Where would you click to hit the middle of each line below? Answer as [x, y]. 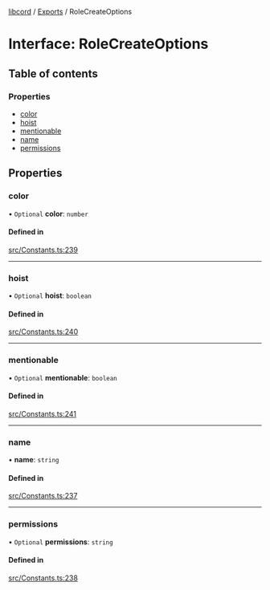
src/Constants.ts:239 [43, 250]
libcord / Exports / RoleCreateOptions [70, 12]
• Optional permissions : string [61, 542]
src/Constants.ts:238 [43, 578]
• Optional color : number [48, 214]
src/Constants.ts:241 [43, 413]
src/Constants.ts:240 [43, 332]
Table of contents [53, 73]
